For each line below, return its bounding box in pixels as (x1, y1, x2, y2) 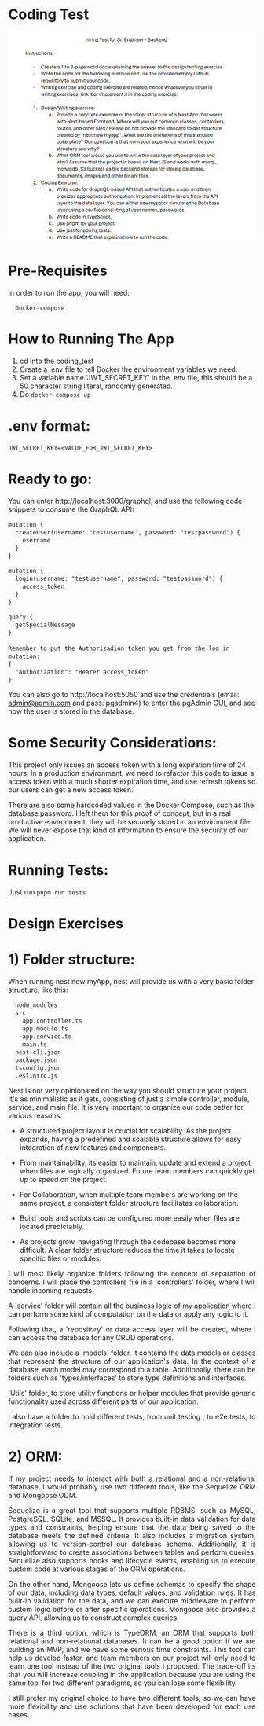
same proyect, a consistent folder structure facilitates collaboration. (19, 1198, 239, 1207)
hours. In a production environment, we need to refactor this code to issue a (8, 768, 255, 777)
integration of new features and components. (19, 1142, 167, 1152)
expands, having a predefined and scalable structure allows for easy (19, 1134, 242, 1144)
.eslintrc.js (15, 1071, 58, 1080)
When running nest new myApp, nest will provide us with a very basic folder (8, 976, 254, 986)
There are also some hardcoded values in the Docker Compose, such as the (8, 800, 255, 810)
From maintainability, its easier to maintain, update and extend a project (19, 1158, 251, 1167)
